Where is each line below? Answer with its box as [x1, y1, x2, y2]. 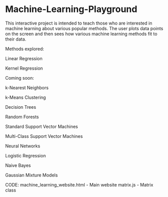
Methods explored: [5, 46, 44, 52]
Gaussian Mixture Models [5, 172, 58, 178]
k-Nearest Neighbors [5, 84, 49, 91]
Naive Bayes [5, 162, 31, 168]
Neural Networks [5, 143, 41, 149]
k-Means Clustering [5, 94, 46, 100]
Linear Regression [5, 55, 43, 61]
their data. [5, 36, 27, 42]
